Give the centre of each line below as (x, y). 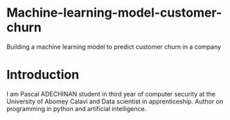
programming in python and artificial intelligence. (77, 108)
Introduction (43, 75)
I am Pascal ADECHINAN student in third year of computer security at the (111, 94)
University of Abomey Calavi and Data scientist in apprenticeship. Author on (115, 101)
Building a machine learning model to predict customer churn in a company (114, 46)
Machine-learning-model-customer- (114, 13)
